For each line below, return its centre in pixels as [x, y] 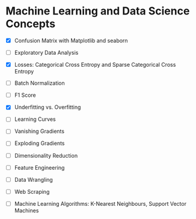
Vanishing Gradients [39, 131]
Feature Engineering [39, 167]
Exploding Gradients [39, 143]
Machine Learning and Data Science [98, 11]
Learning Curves [35, 119]
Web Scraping [32, 191]
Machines [26, 210]
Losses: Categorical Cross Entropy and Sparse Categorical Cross [95, 65]
